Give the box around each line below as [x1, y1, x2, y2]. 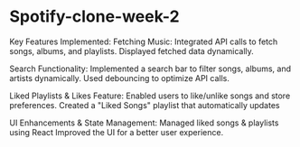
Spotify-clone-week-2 [9, 6, 180, 27]
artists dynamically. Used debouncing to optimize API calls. [9, 72, 230, 83]
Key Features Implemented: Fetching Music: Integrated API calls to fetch [9, 36, 278, 47]
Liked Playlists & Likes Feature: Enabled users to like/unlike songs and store [9, 90, 291, 101]
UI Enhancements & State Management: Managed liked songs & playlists [9, 117, 279, 128]
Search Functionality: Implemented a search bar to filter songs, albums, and [9, 63, 292, 74]
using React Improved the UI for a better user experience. [9, 126, 224, 137]
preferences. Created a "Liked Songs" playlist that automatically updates [9, 99, 280, 110]
